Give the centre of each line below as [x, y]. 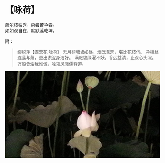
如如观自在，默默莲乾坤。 [31, 30]
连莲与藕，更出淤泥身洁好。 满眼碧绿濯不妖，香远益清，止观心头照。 [86, 57]
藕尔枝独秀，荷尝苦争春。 [31, 25]
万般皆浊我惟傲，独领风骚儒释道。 [52, 64]
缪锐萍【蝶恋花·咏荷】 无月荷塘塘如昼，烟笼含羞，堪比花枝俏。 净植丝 [88, 52]
